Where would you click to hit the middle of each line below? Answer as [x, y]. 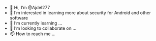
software [19, 18]
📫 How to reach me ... [32, 34]
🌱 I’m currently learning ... [36, 23]
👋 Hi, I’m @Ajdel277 [30, 8]
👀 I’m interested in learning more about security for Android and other [80, 13]
